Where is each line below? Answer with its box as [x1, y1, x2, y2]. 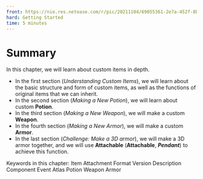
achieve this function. [14, 148, 69, 155]
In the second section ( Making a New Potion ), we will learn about [14, 97, 178, 104]
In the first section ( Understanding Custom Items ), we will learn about [14, 78, 188, 85]
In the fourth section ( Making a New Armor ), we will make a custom [14, 122, 184, 130]
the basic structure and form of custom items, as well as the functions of [14, 84, 196, 91]
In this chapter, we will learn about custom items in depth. [6, 66, 150, 73]
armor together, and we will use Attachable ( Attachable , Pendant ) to [14, 142, 188, 149]
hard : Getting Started [6, 14, 63, 20]
